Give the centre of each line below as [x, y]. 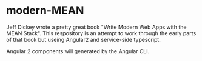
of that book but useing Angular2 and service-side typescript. [83, 39]
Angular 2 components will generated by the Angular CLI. [78, 51]
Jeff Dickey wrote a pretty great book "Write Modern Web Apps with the [96, 27]
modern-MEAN [45, 10]
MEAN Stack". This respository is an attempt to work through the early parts [101, 33]
